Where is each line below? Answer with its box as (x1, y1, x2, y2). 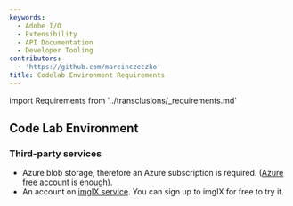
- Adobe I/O (17, 21, 62, 30)
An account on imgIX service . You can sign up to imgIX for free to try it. (21, 186, 284, 197)
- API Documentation (17, 37, 94, 47)
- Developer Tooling (17, 46, 94, 55)
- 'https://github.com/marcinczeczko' (17, 63, 162, 72)
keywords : (9, 12, 46, 22)
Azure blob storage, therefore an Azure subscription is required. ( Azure (21, 168, 284, 178)
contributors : (9, 54, 62, 63)
